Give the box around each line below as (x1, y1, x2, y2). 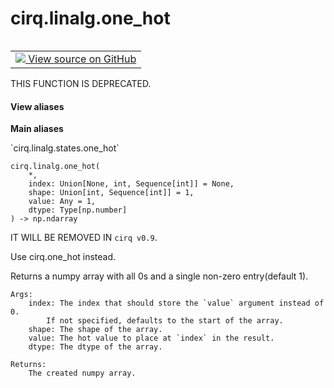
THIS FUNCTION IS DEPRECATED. (10, 77, 152, 89)
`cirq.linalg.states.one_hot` (10, 142, 120, 154)
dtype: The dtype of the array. (28, 342, 163, 352)
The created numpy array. (28, 368, 137, 379)
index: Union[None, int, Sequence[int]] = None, (28, 179, 235, 189)
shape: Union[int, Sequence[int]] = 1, (28, 188, 195, 198)
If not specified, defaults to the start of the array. (46, 316, 284, 326)
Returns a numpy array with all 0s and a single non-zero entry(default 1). (10, 270, 309, 282)
